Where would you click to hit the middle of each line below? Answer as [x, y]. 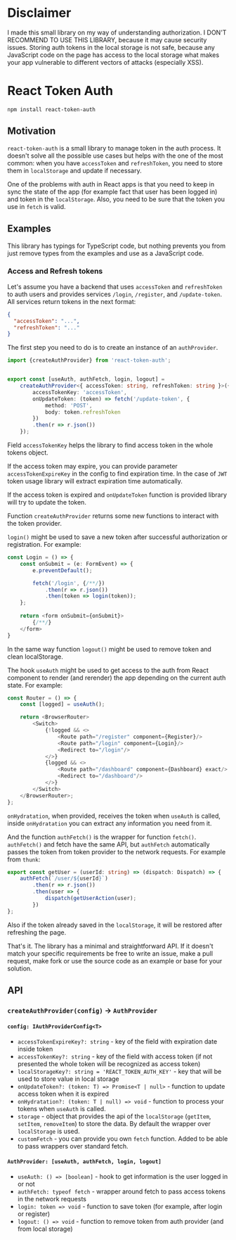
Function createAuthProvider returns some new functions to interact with [113, 516]
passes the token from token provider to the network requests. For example [117, 852]
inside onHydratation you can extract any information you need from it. [110, 823]
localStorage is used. [48, 1132]
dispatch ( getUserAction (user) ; [91, 899]
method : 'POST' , [68, 405]
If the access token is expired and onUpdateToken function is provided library [117, 495]
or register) [34, 1214]
